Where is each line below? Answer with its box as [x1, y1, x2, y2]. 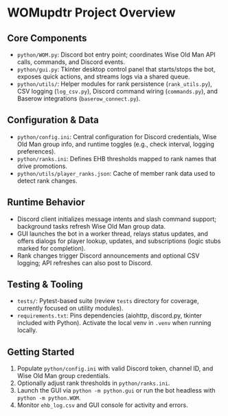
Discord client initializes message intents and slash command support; [16, 215, 217, 223]
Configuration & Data [7, 114, 100, 126]
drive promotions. [16, 162, 67, 170]
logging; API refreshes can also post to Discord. [16, 258, 152, 267]
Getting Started [7, 346, 75, 357]
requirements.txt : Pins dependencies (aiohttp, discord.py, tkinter [16, 311, 203, 320]
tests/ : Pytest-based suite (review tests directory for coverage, [16, 297, 199, 305]
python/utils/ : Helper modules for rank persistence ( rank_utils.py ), [16, 80, 213, 87]
